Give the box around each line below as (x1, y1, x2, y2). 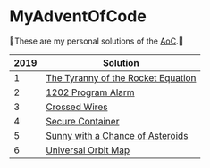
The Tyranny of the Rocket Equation (46, 71, 197, 84)
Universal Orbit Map (46, 144, 130, 156)
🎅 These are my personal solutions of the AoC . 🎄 (9, 36, 184, 46)
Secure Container (46, 115, 120, 127)
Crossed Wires (46, 100, 108, 113)
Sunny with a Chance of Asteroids (46, 129, 189, 141)
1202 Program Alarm (46, 86, 136, 99)
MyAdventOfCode (9, 6, 147, 27)
